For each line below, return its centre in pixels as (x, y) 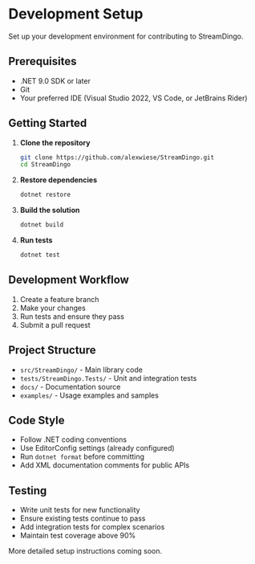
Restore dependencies (59, 180)
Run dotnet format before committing (82, 457)
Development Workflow (69, 280)
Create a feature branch (59, 299)
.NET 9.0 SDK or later (55, 80)
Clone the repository (55, 142)
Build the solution (50, 210)
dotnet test (40, 255)
